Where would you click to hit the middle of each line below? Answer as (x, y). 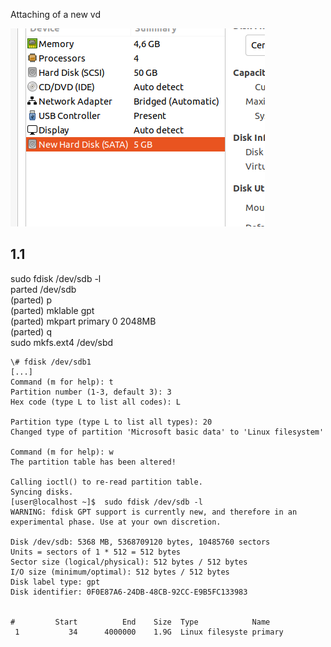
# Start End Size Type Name (140, 622)
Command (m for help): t (62, 382)
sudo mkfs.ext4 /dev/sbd (62, 342)
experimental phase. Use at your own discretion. (116, 522)
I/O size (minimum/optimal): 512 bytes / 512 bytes (120, 572)
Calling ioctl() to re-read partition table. (106, 482)
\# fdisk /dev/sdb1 (51, 362)
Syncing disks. (42, 492)
